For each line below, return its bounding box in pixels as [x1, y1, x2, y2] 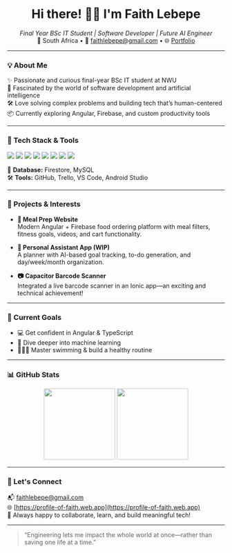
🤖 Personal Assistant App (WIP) [17, 243, 110, 251]
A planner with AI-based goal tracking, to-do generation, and [17, 250, 191, 259]
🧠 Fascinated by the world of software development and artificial [7, 84, 191, 92]
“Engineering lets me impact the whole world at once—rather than [23, 530, 213, 539]
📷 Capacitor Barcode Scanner [17, 272, 106, 280]
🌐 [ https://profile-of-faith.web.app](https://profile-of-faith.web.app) [7, 503, 200, 511]
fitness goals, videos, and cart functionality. [17, 230, 142, 238]
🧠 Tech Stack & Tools [7, 136, 79, 145]
